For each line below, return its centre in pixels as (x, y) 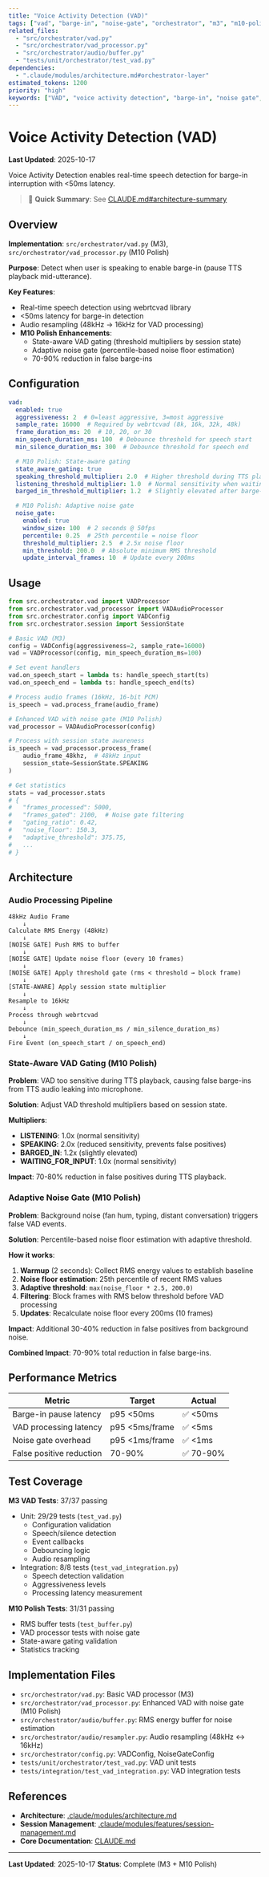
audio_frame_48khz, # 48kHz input (82, 756)
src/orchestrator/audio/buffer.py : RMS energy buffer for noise (126, 1720)
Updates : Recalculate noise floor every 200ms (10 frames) (116, 1313)
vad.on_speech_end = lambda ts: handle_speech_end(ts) (102, 683)
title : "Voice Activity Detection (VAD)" (78, 16)
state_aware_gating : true (59, 469)
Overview (33, 224)
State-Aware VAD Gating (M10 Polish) (83, 1064)
